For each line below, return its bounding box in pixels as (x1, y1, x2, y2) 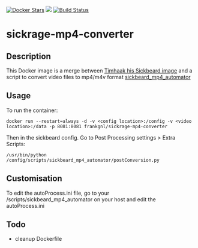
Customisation (6, 174, 62, 184)
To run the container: (6, 107, 58, 114)
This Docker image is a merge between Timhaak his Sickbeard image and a (6, 67, 193, 74)
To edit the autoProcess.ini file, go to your (6, 189, 110, 196)
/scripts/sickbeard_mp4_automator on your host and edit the (6, 195, 156, 203)
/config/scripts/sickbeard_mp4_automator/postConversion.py (6, 157, 160, 163)
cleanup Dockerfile (14, 235, 62, 243)
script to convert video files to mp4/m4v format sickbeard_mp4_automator (6, 74, 191, 80)
